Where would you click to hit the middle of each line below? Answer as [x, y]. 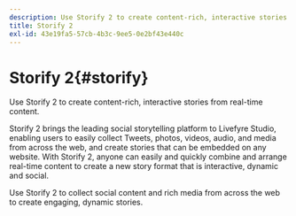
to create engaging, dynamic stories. [76, 202]
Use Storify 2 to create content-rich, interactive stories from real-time [136, 102]
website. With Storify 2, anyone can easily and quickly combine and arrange [148, 157]
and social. [29, 176]
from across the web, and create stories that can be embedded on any [138, 148]
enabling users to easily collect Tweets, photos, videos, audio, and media [143, 138]
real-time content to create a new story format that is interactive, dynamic [144, 166]
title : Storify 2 [41, 26]
